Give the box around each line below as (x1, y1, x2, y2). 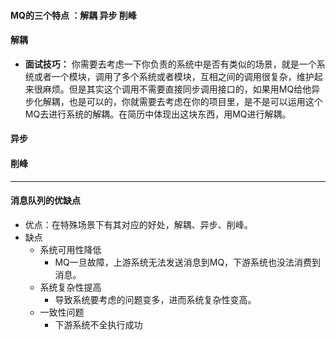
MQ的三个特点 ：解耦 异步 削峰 (10, 9, 137, 21)
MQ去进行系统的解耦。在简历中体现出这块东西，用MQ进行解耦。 (24, 108, 292, 120)
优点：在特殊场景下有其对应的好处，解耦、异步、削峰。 (24, 218, 253, 230)
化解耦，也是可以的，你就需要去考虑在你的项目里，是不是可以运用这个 (33, 95, 323, 107)
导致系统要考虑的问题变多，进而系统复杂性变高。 (54, 293, 257, 305)
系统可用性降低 (39, 243, 102, 255)
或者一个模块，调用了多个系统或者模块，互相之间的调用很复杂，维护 (33, 70, 315, 82)
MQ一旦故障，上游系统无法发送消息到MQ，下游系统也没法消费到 (54, 256, 322, 268)
